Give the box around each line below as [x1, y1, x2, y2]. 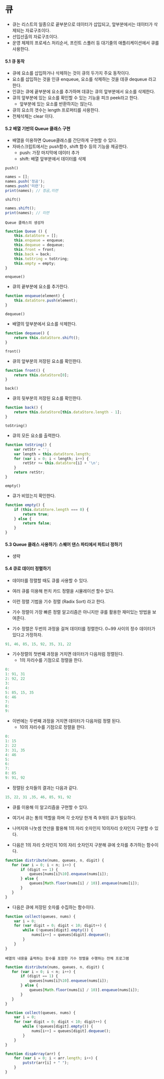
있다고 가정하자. [12, 632, 43, 638]
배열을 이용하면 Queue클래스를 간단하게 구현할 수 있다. [12, 137, 118, 143]
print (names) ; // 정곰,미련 [5, 188, 58, 193]
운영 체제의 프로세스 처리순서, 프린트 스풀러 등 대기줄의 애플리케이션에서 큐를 [12, 39, 160, 45]
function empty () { [5, 502, 45, 507]
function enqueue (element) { [5, 294, 65, 299]
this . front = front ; [14, 247, 56, 252]
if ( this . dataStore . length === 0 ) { [14, 507, 89, 512]
